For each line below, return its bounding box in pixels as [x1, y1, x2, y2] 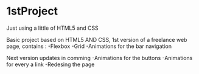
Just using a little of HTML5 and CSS [6, 24, 99, 32]
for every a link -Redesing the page [6, 61, 95, 68]
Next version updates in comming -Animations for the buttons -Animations [6, 54, 193, 61]
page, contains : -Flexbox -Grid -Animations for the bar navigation [6, 42, 172, 50]
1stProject [6, 4, 58, 18]
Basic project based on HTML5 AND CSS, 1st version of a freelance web [6, 36, 187, 43]
